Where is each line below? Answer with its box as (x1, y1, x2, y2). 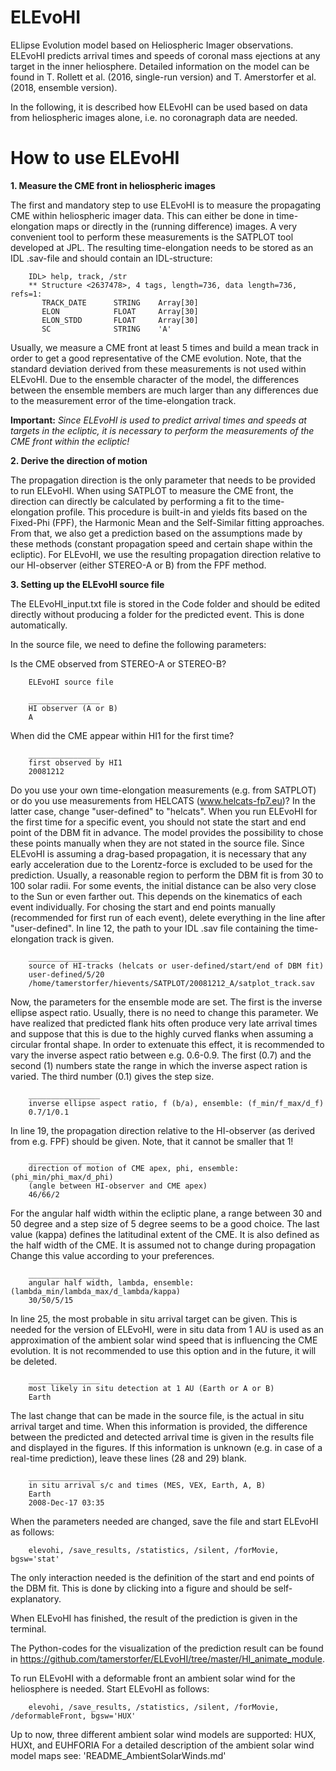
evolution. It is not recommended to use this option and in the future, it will (10, 1344, 317, 1356)
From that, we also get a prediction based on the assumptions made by (10, 527, 303, 539)
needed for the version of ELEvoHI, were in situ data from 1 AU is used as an (10, 1323, 325, 1335)
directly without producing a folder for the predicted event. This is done (10, 608, 305, 620)
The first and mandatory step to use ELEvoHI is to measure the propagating (10, 199, 322, 211)
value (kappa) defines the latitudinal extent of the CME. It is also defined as (10, 1228, 320, 1240)
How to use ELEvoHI (10, 147, 180, 170)
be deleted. (10, 1355, 58, 1367)
